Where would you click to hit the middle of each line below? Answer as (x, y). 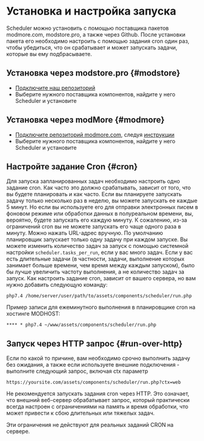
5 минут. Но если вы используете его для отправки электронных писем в (102, 207)
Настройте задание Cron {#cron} (72, 167)
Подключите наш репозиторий (55, 88)
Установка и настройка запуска (91, 11)
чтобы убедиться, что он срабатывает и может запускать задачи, (92, 48)
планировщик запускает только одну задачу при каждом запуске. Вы (97, 239)
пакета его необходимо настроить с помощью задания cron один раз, (98, 41)
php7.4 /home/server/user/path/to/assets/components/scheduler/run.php (99, 296)
